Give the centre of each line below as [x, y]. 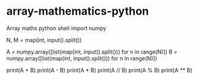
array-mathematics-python [78, 11]
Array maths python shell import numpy [56, 28]
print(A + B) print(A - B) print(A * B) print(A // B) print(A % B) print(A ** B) [100, 70]
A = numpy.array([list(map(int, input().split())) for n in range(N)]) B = [92, 52]
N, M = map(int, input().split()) [44, 40]
